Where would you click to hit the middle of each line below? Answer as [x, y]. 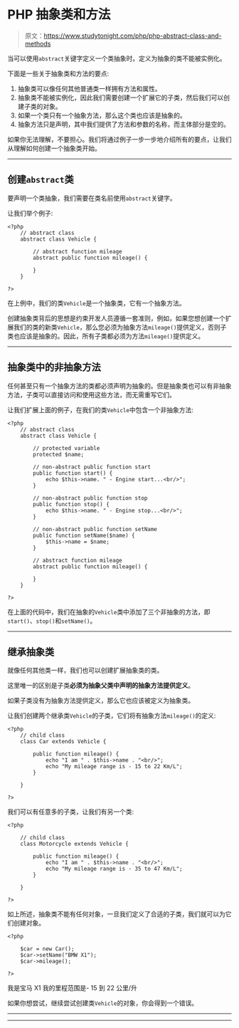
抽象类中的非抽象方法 [54, 367]
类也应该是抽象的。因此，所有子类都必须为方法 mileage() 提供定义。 [106, 336]
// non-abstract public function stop [90, 498]
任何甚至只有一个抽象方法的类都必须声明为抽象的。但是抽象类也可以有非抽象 [119, 386]
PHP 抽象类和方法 [59, 15]
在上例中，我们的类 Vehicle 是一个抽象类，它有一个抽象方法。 [97, 303]
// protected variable [67, 448]
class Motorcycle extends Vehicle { [75, 844]
